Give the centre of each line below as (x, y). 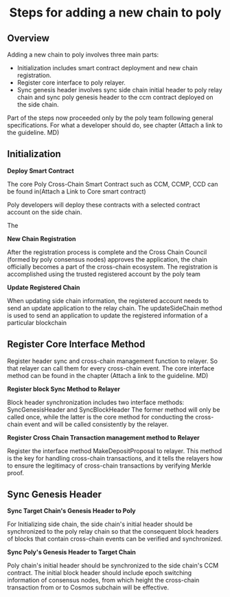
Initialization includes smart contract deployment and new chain (107, 68)
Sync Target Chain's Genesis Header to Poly (71, 511)
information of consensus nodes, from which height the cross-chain (103, 580)
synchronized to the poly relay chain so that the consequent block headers (113, 532)
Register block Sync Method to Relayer (64, 389)
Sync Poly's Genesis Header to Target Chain (71, 552)
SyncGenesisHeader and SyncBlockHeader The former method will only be (114, 409)
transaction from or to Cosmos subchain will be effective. (88, 587)
